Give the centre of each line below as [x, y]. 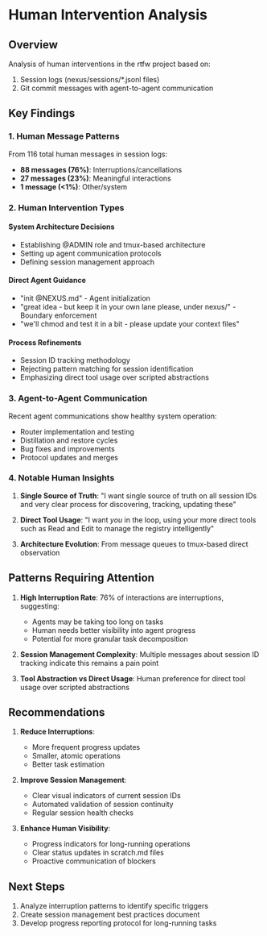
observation [40, 552]
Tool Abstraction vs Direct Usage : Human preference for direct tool [133, 678]
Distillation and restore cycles [69, 440]
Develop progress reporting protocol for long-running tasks [118, 923]
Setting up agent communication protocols [90, 253]
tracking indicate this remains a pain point [89, 663]
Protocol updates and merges [69, 457]
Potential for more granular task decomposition [110, 639]
